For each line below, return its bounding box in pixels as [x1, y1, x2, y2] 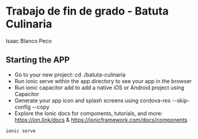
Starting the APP [5, 55, 70, 65]
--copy [31, 103, 50, 110]
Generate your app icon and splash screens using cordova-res [14, 97, 171, 104]
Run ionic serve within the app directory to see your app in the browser [14, 77, 192, 84]
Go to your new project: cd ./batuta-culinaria [14, 71, 126, 78]
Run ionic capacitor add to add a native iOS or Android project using [14, 84, 185, 91]
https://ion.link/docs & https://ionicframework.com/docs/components [14, 116, 188, 123]
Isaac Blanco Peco [5, 37, 52, 44]
